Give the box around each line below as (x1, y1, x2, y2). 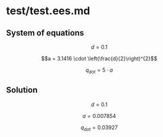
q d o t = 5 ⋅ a (85, 66, 113, 75)
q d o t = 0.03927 (80, 123, 118, 132)
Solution (6, 85, 38, 95)
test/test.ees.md (6, 4, 90, 18)
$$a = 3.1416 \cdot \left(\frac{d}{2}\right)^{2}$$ (41, 55, 158, 62)
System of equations (6, 28, 84, 38)
